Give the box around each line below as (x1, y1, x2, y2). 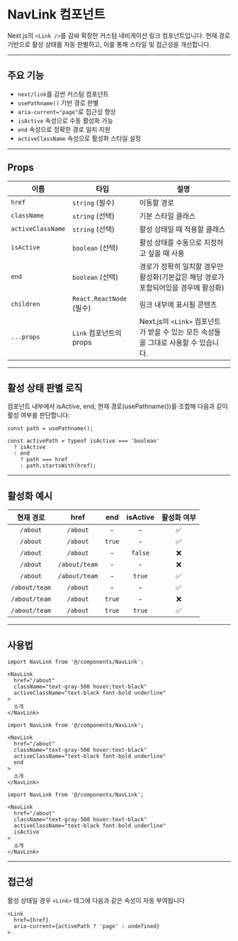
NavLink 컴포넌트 (7, 6, 106, 23)
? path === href (20, 456, 69, 463)
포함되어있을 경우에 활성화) (139, 283, 225, 293)
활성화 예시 (7, 490, 53, 502)
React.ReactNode (72, 295, 127, 303)
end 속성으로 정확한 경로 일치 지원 (17, 125, 111, 133)
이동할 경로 (139, 198, 175, 208)
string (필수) (72, 198, 115, 208)
